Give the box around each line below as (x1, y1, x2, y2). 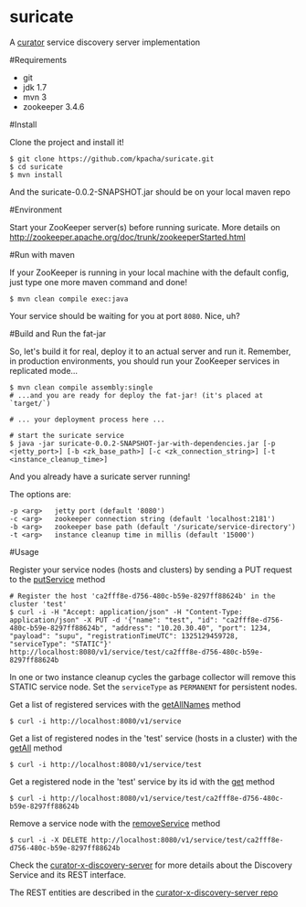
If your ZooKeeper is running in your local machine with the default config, (9, 267, 290, 278)
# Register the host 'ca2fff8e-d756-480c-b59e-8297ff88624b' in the (9, 592, 276, 601)
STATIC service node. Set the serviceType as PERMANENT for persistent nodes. (9, 681, 298, 692)
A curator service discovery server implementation (9, 37, 201, 48)
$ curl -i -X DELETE (9, 835, 89, 845)
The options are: (9, 488, 71, 499)
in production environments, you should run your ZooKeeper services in (9, 355, 280, 367)
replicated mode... (9, 365, 79, 376)
